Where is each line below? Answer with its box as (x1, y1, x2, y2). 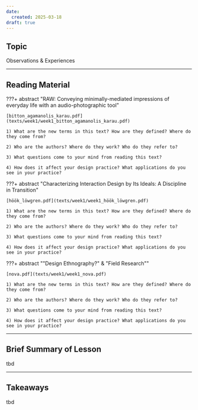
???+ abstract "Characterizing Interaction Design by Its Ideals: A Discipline (6, 181, 187, 187)
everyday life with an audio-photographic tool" (6, 101, 120, 109)
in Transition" (6, 186, 39, 193)
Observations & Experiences (6, 57, 75, 64)
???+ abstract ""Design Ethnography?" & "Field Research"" (6, 260, 149, 267)
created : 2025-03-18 (11, 14, 62, 20)
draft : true (6, 19, 35, 25)
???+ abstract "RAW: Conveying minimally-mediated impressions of (6, 96, 170, 102)
